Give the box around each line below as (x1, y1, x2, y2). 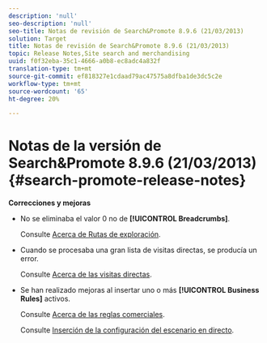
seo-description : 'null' (8, 19, 92, 28)
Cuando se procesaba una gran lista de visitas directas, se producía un (19, 245, 257, 255)
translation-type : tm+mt (8, 65, 92, 73)
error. (19, 254, 39, 264)
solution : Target (8, 34, 67, 43)
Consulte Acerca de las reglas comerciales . (19, 310, 166, 319)
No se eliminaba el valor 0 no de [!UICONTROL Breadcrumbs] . (19, 214, 231, 224)
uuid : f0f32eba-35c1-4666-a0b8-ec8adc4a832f (8, 58, 161, 66)
